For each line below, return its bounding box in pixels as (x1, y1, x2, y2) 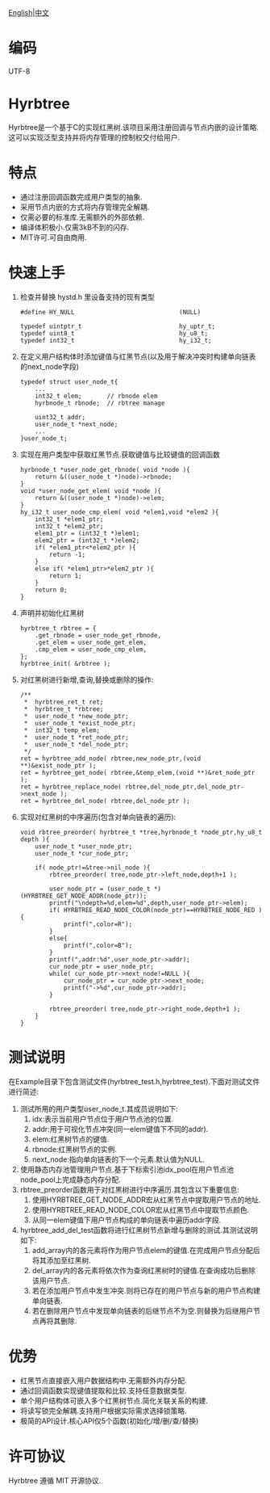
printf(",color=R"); (63, 920, 133, 928)
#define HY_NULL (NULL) (19, 308, 201, 316)
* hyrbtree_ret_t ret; (23, 698, 104, 706)
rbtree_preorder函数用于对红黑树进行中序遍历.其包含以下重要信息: (19, 1184, 239, 1194)
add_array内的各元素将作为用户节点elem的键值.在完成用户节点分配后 (31, 1245, 260, 1255)
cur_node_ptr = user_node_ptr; (49, 962, 155, 970)
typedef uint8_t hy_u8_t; (19, 329, 209, 338)
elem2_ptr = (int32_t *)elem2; (35, 536, 140, 545)
